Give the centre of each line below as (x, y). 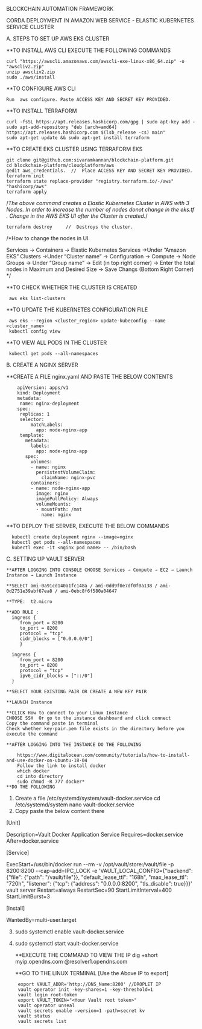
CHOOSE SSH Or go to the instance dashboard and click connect (89, 718)
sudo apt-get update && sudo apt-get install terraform (78, 138)
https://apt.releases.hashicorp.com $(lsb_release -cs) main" (86, 132)
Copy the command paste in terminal (52, 724)
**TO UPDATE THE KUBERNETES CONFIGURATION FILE (77, 310)
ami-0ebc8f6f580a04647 (89, 591)
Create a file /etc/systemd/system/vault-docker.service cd (88, 798)
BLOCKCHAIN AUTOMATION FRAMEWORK (60, 9)
